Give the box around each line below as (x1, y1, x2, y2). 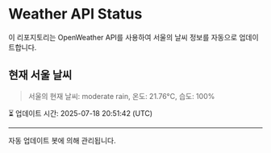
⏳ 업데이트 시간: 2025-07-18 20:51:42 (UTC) (8, 108, 153, 118)
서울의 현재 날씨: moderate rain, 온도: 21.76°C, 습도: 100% (27, 91, 215, 101)
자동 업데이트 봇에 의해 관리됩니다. (8, 135, 116, 145)
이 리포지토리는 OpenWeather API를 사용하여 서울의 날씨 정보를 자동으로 (8, 32, 238, 42)
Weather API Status (8, 5, 143, 23)
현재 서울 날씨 (8, 68, 73, 82)
